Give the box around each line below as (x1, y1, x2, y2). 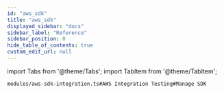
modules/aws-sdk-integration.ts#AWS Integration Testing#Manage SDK (7, 80, 207, 87)
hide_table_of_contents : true (7, 42, 94, 49)
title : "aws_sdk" (7, 16, 57, 23)
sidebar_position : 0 (7, 36, 66, 43)
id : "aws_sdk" (7, 10, 48, 17)
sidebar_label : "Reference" (7, 29, 88, 36)
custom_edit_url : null (7, 49, 72, 56)
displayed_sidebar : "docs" (7, 23, 84, 30)
